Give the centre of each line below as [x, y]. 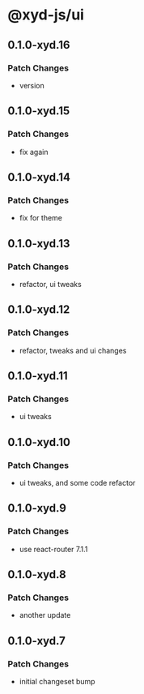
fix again [34, 152]
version [32, 85]
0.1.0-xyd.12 [39, 310]
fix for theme [40, 218]
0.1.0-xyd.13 [39, 244]
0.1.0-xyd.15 [39, 111]
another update [45, 615]
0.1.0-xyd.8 [37, 574]
